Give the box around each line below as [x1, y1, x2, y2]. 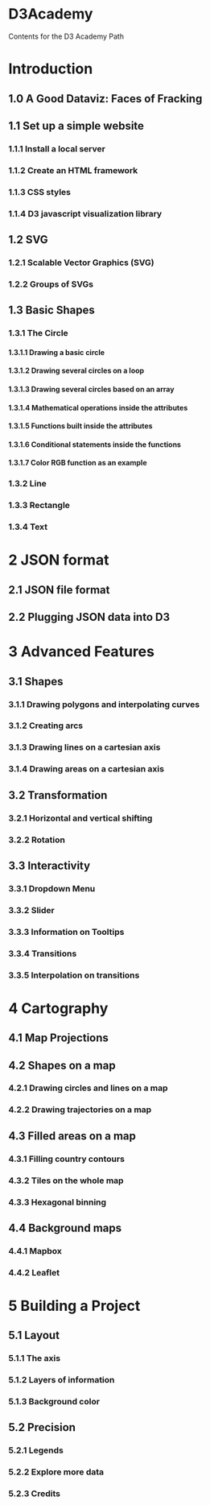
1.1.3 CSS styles [8, 186, 71, 197]
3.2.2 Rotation [8, 834, 66, 846]
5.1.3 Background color [8, 1396, 101, 1408]
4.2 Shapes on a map [8, 1058, 116, 1072]
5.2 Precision [8, 1420, 76, 1434]
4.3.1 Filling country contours [8, 1153, 125, 1164]
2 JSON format [8, 551, 109, 569]
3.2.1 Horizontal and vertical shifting [8, 812, 153, 824]
